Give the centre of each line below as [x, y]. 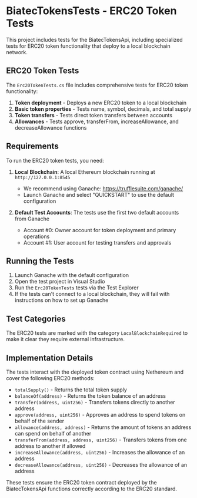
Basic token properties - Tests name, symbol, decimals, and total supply [103, 109]
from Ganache [32, 219]
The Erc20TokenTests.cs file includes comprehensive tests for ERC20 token [97, 85]
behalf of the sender [39, 421]
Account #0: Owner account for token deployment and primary [100, 230]
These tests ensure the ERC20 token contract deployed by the [81, 482]
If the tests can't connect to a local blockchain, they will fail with [92, 294]
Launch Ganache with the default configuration [72, 275]
